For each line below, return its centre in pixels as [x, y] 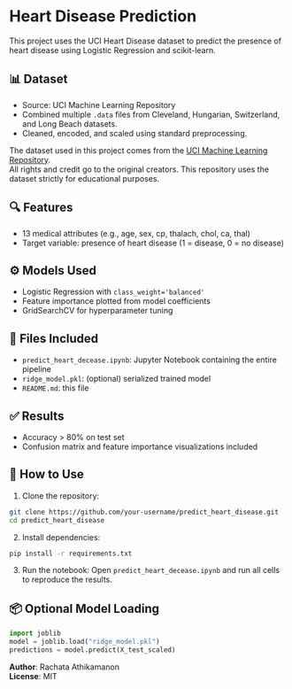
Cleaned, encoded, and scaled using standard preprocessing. [134, 133]
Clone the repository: [61, 495]
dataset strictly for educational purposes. [85, 178]
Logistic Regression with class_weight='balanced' [113, 292]
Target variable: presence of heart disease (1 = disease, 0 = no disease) [153, 243]
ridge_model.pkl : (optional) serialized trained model [116, 379]
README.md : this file [55, 388]
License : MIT [33, 676]
